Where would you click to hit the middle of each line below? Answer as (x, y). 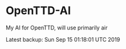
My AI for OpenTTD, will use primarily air (57, 28)
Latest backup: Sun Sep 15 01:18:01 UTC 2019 (63, 39)
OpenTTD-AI (38, 11)
